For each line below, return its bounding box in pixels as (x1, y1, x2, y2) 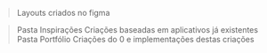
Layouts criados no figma (16, 8, 110, 18)
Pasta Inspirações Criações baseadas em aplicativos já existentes (16, 25, 259, 34)
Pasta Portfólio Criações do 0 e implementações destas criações (16, 34, 255, 44)
